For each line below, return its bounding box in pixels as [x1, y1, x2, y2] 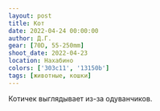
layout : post [8, 11, 52, 20]
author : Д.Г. [8, 34, 52, 43]
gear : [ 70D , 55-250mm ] [8, 42, 84, 50]
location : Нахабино [8, 57, 74, 65]
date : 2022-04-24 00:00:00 [8, 27, 99, 35]
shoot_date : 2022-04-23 [8, 49, 88, 57]
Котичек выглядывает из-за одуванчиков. [8, 93, 153, 103]
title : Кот [8, 19, 45, 27]
